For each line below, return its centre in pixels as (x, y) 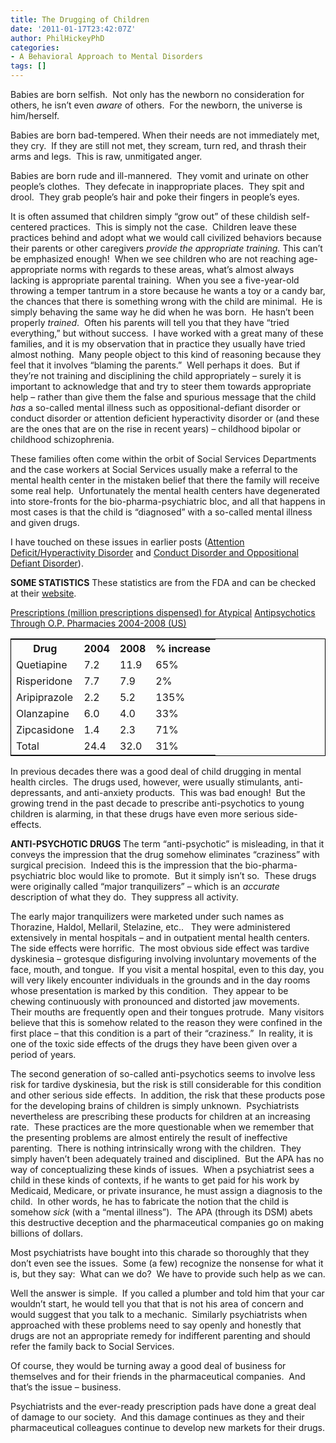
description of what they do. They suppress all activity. (124, 897)
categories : (35, 47)
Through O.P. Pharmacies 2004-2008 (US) (98, 623)
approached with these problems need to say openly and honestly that (156, 1325)
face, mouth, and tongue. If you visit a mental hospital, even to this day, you (167, 969)
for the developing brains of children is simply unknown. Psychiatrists (155, 1105)
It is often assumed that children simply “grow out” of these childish (149, 216)
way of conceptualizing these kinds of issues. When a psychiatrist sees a (162, 1169)
